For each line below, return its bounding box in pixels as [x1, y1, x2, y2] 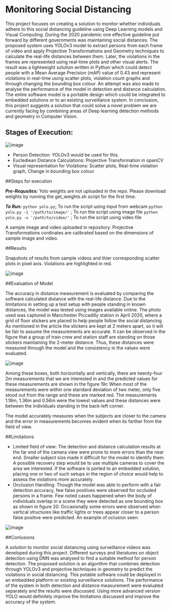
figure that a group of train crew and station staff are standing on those [5, 333, 155, 340]
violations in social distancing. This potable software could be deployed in [5, 571, 161, 578]
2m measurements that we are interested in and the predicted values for [5, 376, 158, 382]
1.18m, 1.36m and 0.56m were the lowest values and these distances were [5, 397, 161, 403]
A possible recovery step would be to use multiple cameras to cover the [12, 460, 165, 466]
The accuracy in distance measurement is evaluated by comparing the [5, 290, 154, 296]
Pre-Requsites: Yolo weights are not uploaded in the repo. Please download [5, 188, 166, 194]
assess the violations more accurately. [12, 476, 94, 482]
